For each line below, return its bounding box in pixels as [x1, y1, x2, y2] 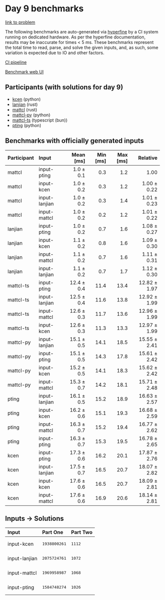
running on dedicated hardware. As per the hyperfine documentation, [5, 34, 146, 40]
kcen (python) [12, 96, 41, 102]
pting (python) [12, 122, 42, 128]
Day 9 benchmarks [5, 3, 84, 14]
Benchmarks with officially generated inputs [5, 136, 144, 145]
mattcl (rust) [12, 106, 38, 112]
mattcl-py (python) [12, 112, 51, 118]
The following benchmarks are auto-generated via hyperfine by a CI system [5, 29, 159, 34]
